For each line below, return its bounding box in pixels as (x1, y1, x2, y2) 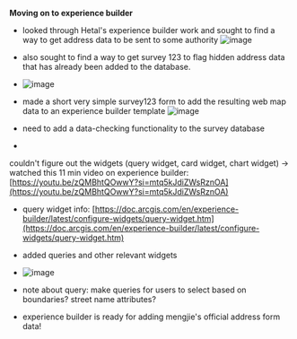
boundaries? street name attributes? (22, 294, 157, 304)
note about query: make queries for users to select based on (22, 284, 247, 295)
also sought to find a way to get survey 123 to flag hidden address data (22, 52, 285, 62)
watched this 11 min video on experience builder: (9, 168, 189, 178)
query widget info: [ (22, 204, 96, 214)
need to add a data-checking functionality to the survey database (22, 123, 266, 134)
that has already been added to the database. (22, 62, 191, 72)
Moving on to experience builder (9, 8, 133, 18)
